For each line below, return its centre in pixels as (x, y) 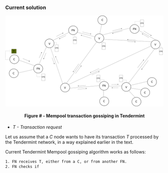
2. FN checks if (22, 166)
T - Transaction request (37, 127)
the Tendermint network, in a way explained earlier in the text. (69, 142)
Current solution (26, 8)
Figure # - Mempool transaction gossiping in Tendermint (85, 116)
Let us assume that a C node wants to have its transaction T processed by (82, 136)
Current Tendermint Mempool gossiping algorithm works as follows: (76, 151)
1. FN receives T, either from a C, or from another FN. (66, 161)
